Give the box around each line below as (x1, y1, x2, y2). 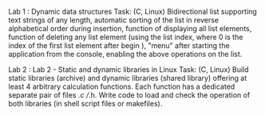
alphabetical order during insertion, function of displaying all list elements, (8, 24, 252, 33)
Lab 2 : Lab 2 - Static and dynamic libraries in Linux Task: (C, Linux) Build (8, 65, 249, 74)
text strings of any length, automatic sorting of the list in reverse (8, 15, 220, 25)
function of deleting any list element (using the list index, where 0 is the (8, 32, 243, 42)
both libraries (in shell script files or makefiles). (8, 99, 163, 108)
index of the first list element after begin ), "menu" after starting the (8, 41, 230, 50)
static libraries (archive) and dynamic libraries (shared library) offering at (8, 74, 247, 82)
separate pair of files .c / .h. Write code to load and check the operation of (8, 90, 251, 99)
